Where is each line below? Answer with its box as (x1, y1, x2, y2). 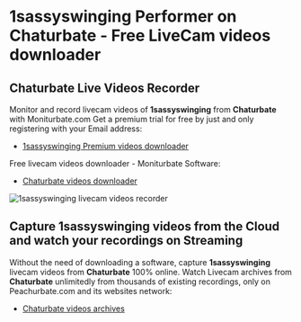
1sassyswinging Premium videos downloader (22, 141, 189, 151)
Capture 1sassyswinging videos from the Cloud (9, 219, 280, 235)
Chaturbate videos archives (22, 303, 126, 314)
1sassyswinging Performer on (9, 6, 237, 27)
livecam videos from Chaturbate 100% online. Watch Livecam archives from (9, 266, 292, 277)
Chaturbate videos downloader (22, 175, 137, 186)
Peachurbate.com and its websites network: (9, 285, 173, 296)
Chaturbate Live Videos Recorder (9, 80, 200, 95)
